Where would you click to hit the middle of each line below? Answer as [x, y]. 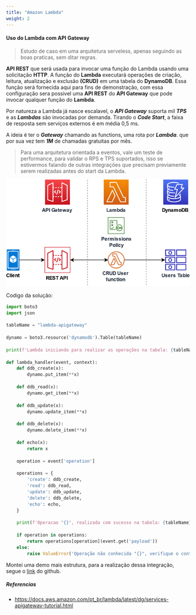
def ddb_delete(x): [40, 424]
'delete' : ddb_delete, [55, 498]
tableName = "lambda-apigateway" [47, 325]
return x [38, 449]
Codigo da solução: [29, 295]
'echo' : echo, [44, 504]
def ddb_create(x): [40, 369]
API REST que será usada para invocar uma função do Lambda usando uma [97, 68]
